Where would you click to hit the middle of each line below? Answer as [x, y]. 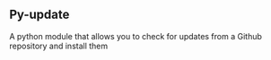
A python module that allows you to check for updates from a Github [136, 36]
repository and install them [59, 46]
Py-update [39, 15]
